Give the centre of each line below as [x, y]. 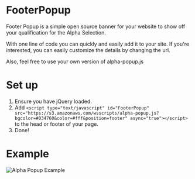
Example [28, 154]
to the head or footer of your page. [56, 124]
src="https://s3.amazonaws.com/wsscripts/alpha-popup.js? [87, 113]
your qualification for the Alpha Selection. [56, 32]
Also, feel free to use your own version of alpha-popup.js [75, 61]
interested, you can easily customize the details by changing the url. [88, 50]
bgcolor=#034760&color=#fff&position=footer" [71, 118]
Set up [22, 85]
